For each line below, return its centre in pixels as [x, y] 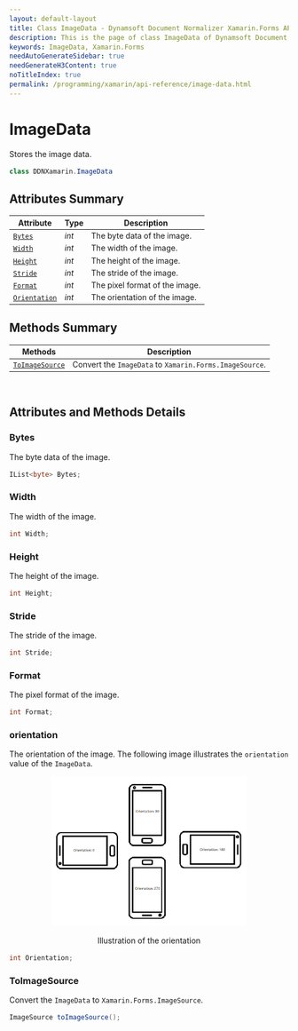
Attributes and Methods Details [98, 412]
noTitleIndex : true [45, 75]
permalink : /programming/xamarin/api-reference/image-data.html [130, 84]
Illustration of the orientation [149, 940]
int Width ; [29, 534]
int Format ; [31, 712]
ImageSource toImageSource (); [65, 1017]
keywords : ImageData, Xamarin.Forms [77, 47]
